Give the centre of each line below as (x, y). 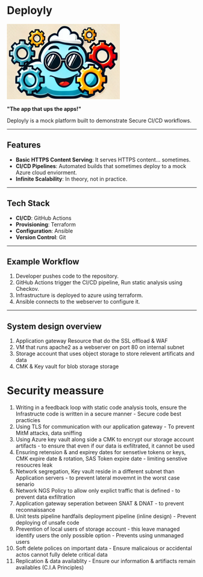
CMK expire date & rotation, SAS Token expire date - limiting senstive (101, 459)
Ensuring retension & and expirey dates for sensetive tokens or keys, (101, 452)
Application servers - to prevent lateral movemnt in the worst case (98, 478)
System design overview (54, 326)
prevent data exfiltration (45, 497)
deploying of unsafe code (47, 523)
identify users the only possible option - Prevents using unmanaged (100, 535)
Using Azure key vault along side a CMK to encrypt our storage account (105, 440)
